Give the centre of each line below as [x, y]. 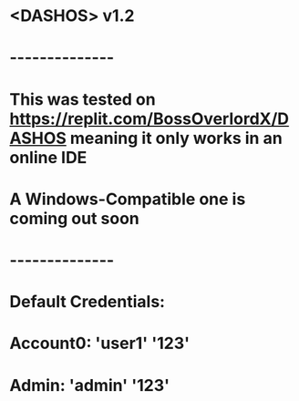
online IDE [48, 157]
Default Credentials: [88, 302]
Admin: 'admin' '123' [90, 385]
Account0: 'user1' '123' [99, 344]
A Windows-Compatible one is [128, 199]
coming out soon [74, 218]
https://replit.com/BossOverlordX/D [149, 118]
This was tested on [83, 99]
